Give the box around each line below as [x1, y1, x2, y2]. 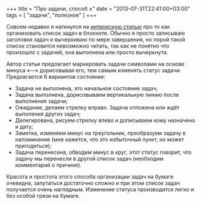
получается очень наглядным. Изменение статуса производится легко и [6, 186, 194, 193]
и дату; [14, 123, 34, 130]
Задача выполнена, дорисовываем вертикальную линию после [14, 91, 179, 98]
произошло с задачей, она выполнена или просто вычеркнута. [6, 49, 169, 56]
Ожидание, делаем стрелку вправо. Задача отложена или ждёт [14, 104, 180, 111]
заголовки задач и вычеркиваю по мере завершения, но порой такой [6, 36, 185, 43]
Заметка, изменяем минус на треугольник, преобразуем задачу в [14, 129, 186, 136]
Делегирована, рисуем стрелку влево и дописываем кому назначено [14, 117, 196, 124]
